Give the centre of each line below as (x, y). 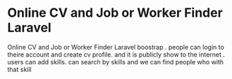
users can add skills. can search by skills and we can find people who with (116, 62)
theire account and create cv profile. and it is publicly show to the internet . (116, 55)
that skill (19, 69)
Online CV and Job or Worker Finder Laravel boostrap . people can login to (116, 47)
